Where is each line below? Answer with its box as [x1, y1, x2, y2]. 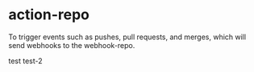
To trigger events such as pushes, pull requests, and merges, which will [8, 32, 247, 42]
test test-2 [8, 56, 43, 66]
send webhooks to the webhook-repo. [8, 40, 135, 50]
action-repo [8, 6, 90, 24]
